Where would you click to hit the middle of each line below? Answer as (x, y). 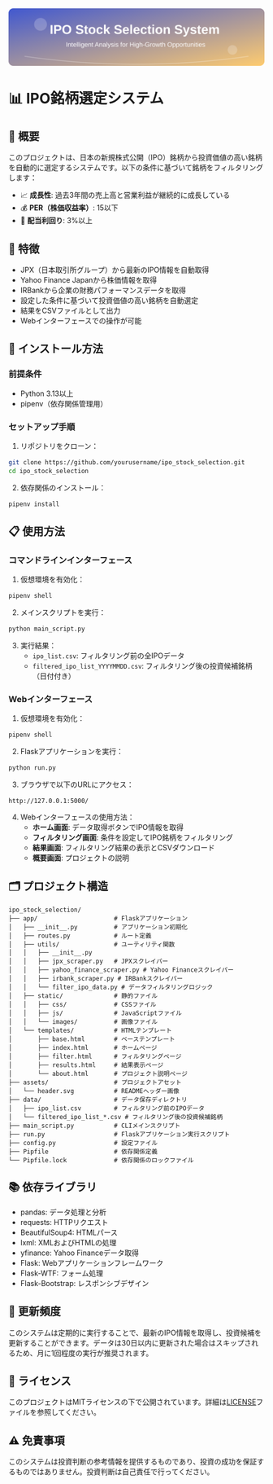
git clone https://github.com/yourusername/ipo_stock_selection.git (127, 463)
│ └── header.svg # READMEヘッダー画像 (94, 1091)
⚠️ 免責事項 (37, 1440)
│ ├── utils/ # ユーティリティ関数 (92, 944)
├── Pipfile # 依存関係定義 (83, 1152)
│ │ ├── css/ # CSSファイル (82, 1004)
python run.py (32, 768)
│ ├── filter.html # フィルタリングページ (95, 1056)
